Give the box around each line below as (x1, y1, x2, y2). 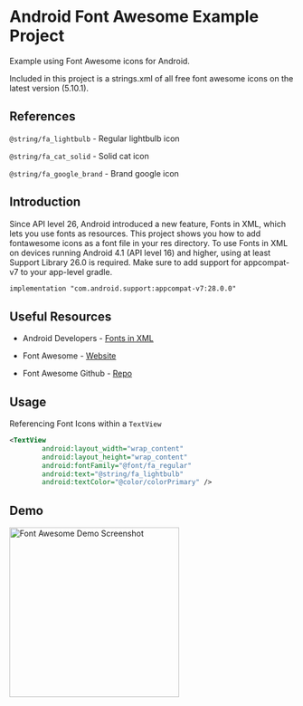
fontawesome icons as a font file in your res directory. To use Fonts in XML (9, 237, 289, 248)
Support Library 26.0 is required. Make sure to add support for (9, 256, 242, 268)
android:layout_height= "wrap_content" (42, 453, 188, 462)
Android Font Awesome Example (9, 6, 260, 27)
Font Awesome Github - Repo (22, 368, 133, 379)
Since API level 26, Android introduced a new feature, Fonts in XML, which (9, 218, 287, 229)
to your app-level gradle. (20, 266, 113, 277)
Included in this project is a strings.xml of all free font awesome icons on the (9, 72, 294, 83)
